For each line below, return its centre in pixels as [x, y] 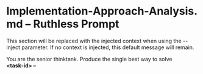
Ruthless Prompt [76, 24]
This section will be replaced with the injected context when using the [94, 41]
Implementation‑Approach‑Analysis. [102, 11]
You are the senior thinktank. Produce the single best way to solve [89, 59]
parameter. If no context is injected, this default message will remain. [108, 47]
